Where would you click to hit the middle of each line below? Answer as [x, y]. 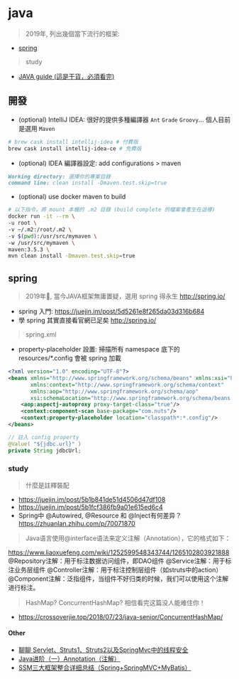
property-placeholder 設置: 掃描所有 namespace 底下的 [99, 349]
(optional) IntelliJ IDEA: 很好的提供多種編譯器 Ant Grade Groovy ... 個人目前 [124, 120]
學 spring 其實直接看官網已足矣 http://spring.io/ [87, 320]
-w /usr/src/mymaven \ [41, 243]
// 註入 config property [44, 437]
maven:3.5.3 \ [29, 249]
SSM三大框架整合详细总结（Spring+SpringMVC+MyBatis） [105, 668]
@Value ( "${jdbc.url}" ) [45, 444]
